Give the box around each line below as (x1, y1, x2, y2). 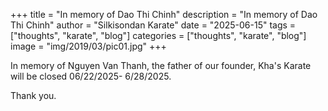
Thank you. (10, 90, 57, 101)
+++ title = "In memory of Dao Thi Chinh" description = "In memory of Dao (10, 9, 318, 20)
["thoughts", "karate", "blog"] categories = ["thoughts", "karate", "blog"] (10, 30, 307, 41)
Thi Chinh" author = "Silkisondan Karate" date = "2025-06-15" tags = (10, 19, 297, 31)
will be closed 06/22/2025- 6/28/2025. (10, 70, 172, 82)
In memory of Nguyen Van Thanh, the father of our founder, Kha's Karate (10, 60, 312, 71)
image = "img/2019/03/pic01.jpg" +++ (10, 40, 167, 52)
